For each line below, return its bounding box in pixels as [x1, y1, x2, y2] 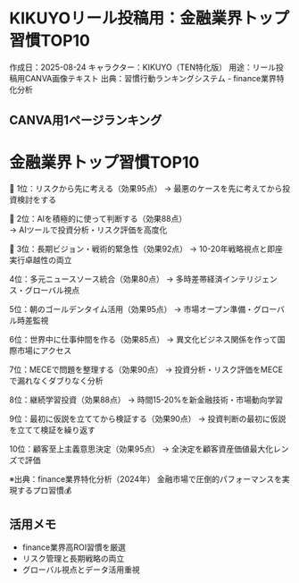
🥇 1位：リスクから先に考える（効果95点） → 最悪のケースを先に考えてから [9, 183, 283, 194]
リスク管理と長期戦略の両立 [21, 553, 125, 564]
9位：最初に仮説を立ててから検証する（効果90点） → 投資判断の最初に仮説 [9, 413, 287, 425]
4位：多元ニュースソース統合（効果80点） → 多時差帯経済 [9, 274, 223, 284]
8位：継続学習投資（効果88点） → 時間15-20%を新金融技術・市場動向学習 [9, 394, 284, 405]
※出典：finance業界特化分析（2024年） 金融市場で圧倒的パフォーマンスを [9, 474, 283, 485]
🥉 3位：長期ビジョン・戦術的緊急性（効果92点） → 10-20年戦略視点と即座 [9, 243, 284, 255]
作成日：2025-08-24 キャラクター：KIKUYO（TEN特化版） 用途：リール [9, 62, 277, 72]
